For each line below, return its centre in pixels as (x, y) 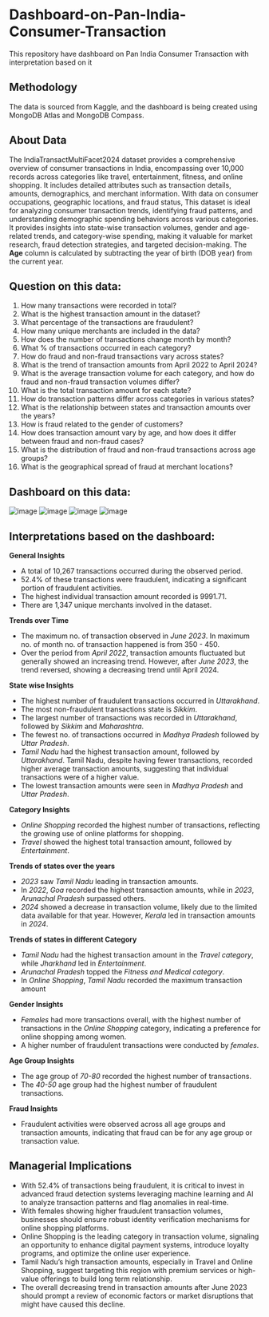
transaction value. (50, 1141)
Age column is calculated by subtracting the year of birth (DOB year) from (131, 252)
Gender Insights (36, 1004)
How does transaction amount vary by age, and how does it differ (128, 433)
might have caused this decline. (73, 1304)
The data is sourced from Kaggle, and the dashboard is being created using (133, 106)
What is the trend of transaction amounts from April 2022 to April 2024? (139, 365)
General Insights (37, 555)
